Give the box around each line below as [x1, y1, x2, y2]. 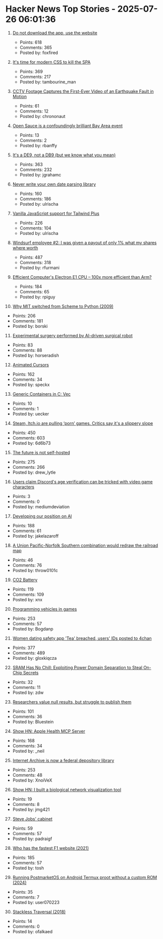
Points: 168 [12, 737, 35, 744]
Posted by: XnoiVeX [12, 777, 52, 783]
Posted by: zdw [12, 690, 44, 695]
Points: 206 [12, 313, 36, 319]
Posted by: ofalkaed [12, 928, 53, 934]
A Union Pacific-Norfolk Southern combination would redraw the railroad [12, 542, 158, 548]
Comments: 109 [12, 591, 44, 597]
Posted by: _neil [12, 748, 45, 754]
